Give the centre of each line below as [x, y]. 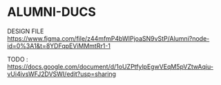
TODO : [18, 59]
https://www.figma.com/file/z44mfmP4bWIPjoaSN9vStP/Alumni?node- [108, 38]
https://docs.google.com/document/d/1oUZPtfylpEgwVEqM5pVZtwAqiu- [110, 66]
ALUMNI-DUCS [52, 12]
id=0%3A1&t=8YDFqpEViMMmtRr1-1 [59, 46]
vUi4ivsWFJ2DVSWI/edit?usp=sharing [61, 74]
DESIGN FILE [26, 31]
